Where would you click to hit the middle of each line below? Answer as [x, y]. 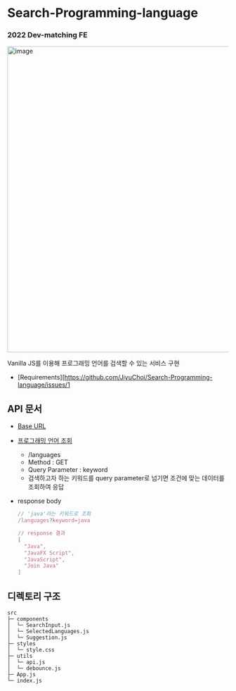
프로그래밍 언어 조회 [45, 441]
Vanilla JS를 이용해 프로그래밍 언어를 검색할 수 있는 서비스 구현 [93, 363]
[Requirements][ [41, 378]
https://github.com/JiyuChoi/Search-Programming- [138, 378]
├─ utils [20, 656]
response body [39, 501]
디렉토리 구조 [34, 596]
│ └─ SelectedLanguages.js [48, 631]
